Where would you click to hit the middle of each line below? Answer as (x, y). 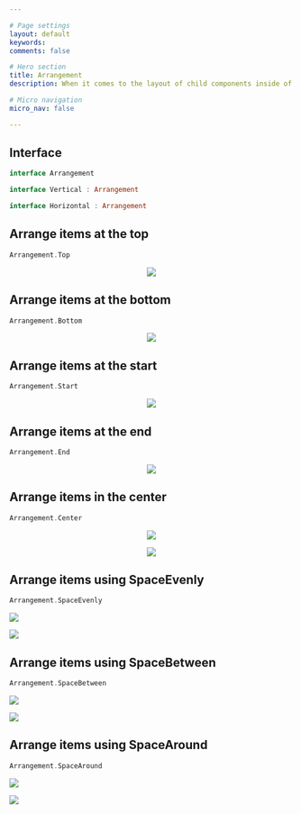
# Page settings (40, 25)
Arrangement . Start (44, 387)
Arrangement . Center (46, 518)
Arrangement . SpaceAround (56, 766)
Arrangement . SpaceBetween (58, 683)
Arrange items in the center (88, 497)
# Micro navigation (46, 100)
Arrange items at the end (81, 431)
